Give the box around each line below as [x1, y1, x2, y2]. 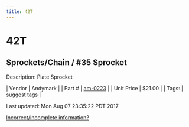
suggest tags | [6, 91, 41, 98]
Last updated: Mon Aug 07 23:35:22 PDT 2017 [6, 102, 119, 109]
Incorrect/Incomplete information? [6, 113, 90, 121]
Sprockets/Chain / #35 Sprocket [6, 57, 127, 68]
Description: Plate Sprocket [6, 73, 73, 80]
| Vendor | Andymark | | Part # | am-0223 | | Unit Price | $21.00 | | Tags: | [6, 84, 184, 92]
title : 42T [6, 8, 33, 15]
